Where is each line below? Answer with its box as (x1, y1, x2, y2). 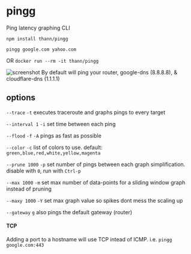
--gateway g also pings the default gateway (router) (6, 208, 133, 215)
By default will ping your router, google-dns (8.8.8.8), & (41, 68, 178, 76)
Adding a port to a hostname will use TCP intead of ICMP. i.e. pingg (6, 235, 172, 243)
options (6, 92, 36, 103)
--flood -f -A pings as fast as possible (6, 132, 102, 139)
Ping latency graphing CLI (6, 24, 70, 31)
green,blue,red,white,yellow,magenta (6, 150, 101, 156)
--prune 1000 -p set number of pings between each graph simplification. (6, 160, 186, 168)
